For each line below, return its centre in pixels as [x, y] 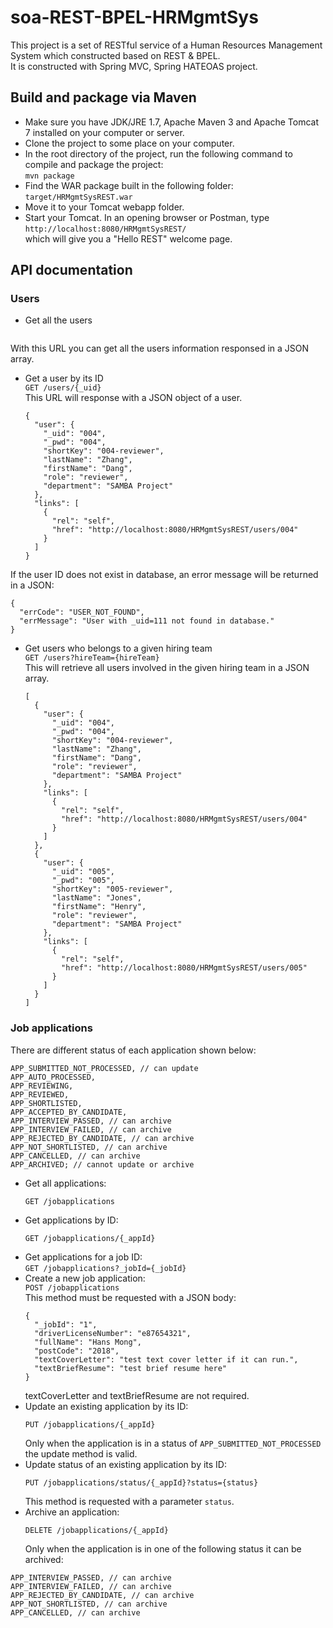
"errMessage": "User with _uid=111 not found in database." [147, 621]
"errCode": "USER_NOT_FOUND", [82, 612]
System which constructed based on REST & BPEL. [115, 55]
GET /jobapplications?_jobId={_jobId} [105, 1268]
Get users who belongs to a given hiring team [118, 648]
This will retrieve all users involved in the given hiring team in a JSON [167, 668]
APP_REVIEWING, [42, 1086]
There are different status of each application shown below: [133, 1050]
